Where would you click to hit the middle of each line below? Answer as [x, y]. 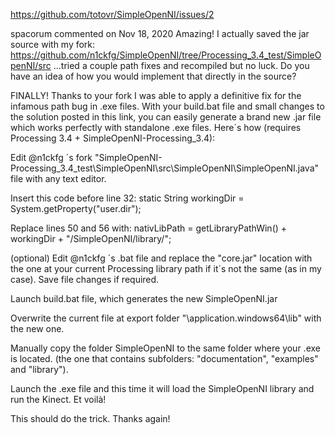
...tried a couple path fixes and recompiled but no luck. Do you [181, 65]
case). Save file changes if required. [85, 279]
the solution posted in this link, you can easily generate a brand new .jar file [166, 117]
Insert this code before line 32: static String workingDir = [127, 198]
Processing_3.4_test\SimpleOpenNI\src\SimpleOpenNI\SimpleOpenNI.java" [165, 168]
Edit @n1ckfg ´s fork [51, 157]
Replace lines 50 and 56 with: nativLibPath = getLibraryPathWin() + [149, 228]
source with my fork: [53, 44]
